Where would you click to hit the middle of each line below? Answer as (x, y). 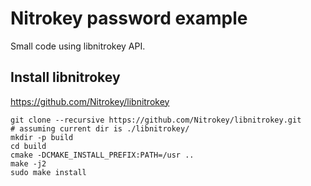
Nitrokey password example (129, 18)
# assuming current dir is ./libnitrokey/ (100, 128)
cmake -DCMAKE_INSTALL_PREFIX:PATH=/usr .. (102, 155)
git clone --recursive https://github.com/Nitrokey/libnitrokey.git (156, 120)
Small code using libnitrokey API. (78, 46)
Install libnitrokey (65, 77)
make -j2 (28, 163)
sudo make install (48, 172)
